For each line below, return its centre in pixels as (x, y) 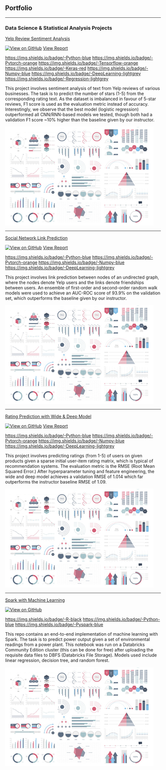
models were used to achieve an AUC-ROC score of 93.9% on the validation (83, 293)
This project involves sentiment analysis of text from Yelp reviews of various (83, 88)
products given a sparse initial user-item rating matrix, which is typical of (79, 461)
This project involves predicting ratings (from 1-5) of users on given (74, 456)
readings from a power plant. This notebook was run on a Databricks (75, 645)
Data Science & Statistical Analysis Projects (59, 28)
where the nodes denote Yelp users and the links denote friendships (75, 283)
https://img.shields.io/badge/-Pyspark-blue (59, 625)
